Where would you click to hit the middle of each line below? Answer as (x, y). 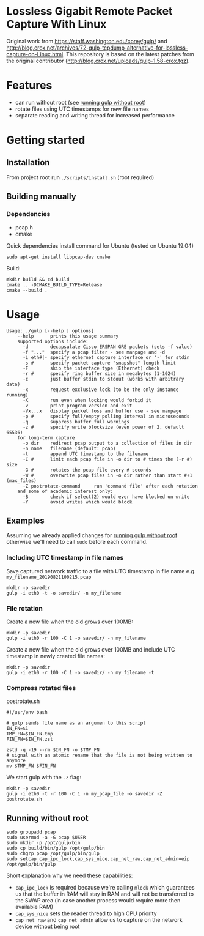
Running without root (47, 818)
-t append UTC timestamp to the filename (86, 454)
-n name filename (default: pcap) (69, 448)
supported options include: (53, 341)
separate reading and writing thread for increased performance (95, 115)
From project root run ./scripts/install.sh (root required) (80, 177)
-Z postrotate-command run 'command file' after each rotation (110, 486)
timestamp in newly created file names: (56, 656)
